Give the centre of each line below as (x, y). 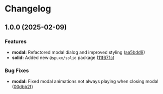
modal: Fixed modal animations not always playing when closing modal (85, 81)
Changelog (28, 9)
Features (16, 41)
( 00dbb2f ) (22, 87)
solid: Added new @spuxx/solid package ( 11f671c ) (63, 57)
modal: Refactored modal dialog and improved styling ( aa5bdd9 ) (79, 52)
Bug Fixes (17, 70)
